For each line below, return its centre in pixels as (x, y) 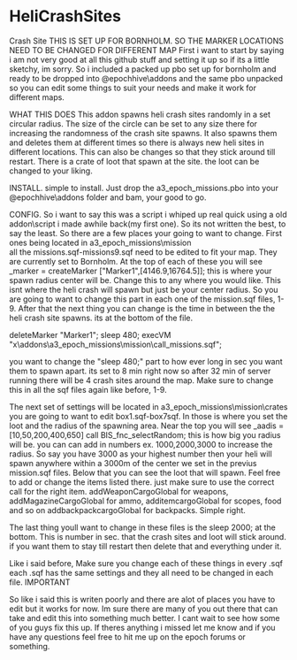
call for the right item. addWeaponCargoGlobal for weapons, (119, 491)
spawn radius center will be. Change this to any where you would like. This (145, 280)
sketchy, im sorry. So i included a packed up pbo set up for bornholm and (143, 69)
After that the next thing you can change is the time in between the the (147, 308)
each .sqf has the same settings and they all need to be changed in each (141, 572)
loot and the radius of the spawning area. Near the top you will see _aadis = (147, 426)
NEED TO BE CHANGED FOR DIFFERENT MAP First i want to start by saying (147, 50)
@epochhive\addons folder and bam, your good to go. (108, 197)
